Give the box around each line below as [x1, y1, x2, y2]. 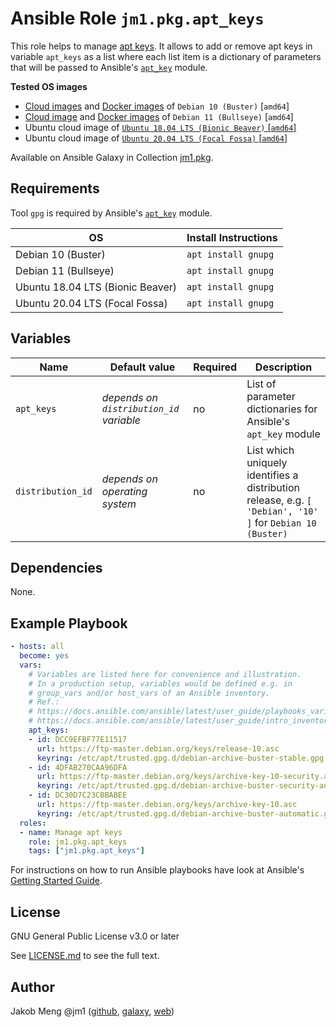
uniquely [246, 455, 288, 469]
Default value [109, 360, 176, 374]
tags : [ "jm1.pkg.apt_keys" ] [28, 846, 145, 856]
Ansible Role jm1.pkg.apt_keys [10, 7, 265, 30]
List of [246, 377, 277, 391]
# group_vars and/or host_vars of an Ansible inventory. [28, 688, 271, 698]
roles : [19, 818, 47, 828]
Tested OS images [10, 80, 88, 92]
